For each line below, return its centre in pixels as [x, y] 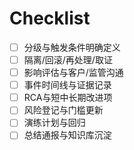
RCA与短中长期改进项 [68, 98]
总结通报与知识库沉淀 [67, 135]
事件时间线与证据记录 [67, 85]
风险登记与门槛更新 [63, 110]
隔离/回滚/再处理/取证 [68, 60]
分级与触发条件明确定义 [72, 47]
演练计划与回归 [54, 123]
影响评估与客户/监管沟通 [73, 73]
